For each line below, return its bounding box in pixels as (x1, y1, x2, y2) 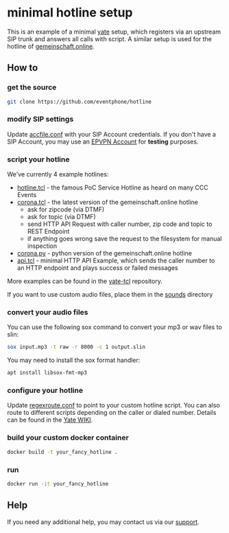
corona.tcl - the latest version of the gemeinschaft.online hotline (16, 198, 199, 207)
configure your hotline (7, 386, 84, 396)
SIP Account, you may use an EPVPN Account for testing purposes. (7, 137, 199, 146)
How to (7, 62, 38, 73)
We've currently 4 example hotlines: (7, 170, 109, 179)
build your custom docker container (7, 433, 129, 442)
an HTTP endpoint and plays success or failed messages (16, 264, 178, 272)
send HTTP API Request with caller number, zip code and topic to (27, 220, 213, 228)
